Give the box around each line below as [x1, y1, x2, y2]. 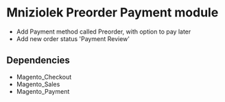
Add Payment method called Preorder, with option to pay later [16, 27, 191, 36]
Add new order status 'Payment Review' [16, 34, 130, 42]
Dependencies [6, 55, 70, 66]
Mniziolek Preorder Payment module [6, 5, 219, 21]
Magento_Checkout [16, 73, 72, 81]
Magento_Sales [16, 80, 60, 88]
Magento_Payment [16, 87, 70, 95]
